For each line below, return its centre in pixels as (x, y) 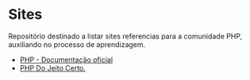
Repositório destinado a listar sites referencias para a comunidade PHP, (125, 36)
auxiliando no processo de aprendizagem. (77, 44)
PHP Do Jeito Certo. (52, 67)
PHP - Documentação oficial (66, 60)
